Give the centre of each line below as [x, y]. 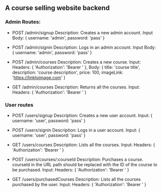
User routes [19, 105]
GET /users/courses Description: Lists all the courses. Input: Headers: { [83, 145]
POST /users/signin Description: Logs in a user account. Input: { [76, 130]
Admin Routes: [23, 22]
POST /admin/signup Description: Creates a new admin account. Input [82, 32]
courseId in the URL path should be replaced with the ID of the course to [85, 164]
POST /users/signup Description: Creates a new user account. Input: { [82, 115]
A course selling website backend [57, 8]
